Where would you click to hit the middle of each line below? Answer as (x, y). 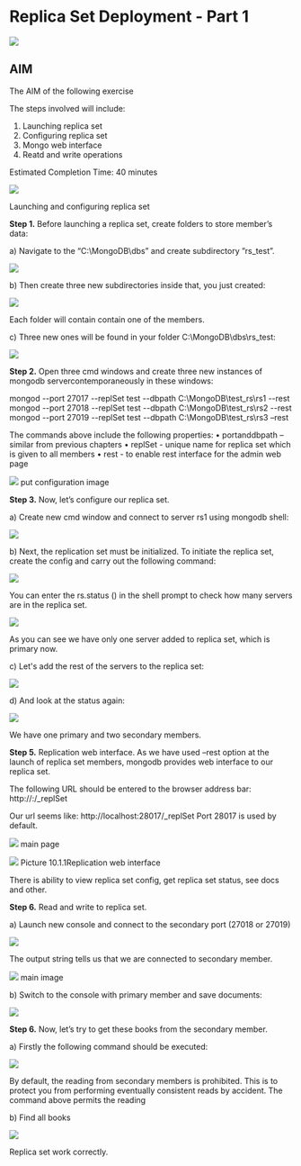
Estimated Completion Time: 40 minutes (84, 172)
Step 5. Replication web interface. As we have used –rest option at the (139, 752)
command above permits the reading (78, 1099)
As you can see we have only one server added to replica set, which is (140, 639)
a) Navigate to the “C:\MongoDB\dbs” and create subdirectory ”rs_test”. (142, 250)
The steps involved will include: (67, 108)
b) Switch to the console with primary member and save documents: (136, 994)
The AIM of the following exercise (71, 91)
